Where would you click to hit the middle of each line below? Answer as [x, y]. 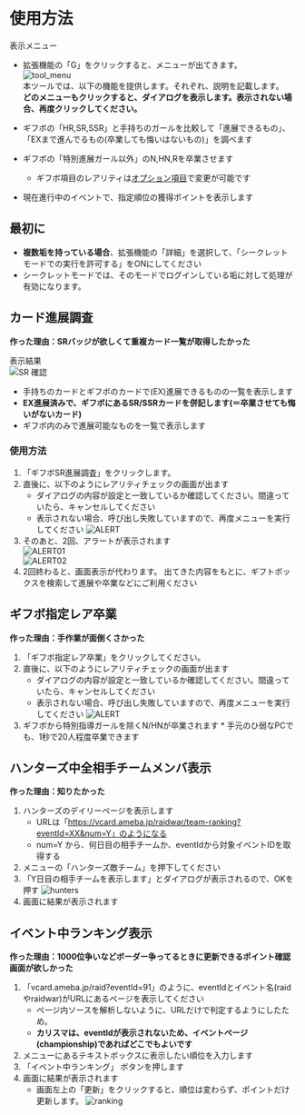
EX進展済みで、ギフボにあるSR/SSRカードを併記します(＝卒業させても [155, 403]
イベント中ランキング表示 [81, 933]
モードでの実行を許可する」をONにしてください [112, 264]
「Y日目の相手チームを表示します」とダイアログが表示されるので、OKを [158, 879]
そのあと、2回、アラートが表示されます [96, 541]
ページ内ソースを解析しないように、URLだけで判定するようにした [159, 1010]
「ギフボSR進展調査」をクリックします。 [99, 473]
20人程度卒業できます [98, 736]
